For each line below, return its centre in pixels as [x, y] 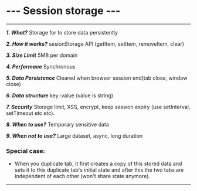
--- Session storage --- [63, 11]
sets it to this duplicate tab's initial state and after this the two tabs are [99, 170]
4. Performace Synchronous [41, 66]
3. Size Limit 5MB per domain [42, 55]
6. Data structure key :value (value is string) [60, 95]
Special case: [26, 151]
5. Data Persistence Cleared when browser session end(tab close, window [97, 78]
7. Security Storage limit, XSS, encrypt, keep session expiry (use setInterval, [98, 107]
